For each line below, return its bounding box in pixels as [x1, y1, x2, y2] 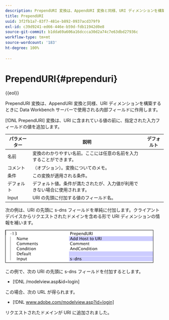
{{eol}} [5, 90, 19, 96]
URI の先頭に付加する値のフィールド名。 [32, 195, 116, 201]
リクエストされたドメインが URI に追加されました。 [5, 309, 112, 315]
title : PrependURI [5, 13, 44, 19]
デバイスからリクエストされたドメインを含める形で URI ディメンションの [5, 213, 156, 219]
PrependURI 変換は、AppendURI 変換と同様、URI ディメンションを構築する [5, 100, 161, 106]
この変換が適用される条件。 [32, 172, 90, 179]
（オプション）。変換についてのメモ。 [32, 165, 110, 171]
